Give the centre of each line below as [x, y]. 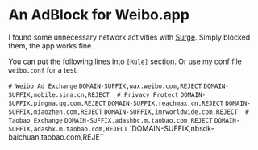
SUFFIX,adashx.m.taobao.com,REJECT [68, 129]
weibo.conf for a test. [44, 69]
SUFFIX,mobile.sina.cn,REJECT [59, 94]
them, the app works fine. [51, 45]
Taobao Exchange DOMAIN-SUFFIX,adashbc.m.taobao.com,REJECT [110, 120]
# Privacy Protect [148, 94]
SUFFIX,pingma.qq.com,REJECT [57, 103]
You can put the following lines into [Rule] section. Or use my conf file [125, 61]
